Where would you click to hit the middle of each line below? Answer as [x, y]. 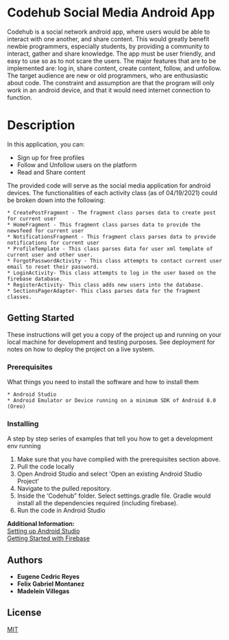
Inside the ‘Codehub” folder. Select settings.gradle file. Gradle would [114, 496]
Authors [25, 560]
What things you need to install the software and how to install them [103, 382]
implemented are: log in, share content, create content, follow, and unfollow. [114, 68]
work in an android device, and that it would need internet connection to [109, 90]
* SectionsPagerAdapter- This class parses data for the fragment [104, 291]
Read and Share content [51, 172]
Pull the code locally [46, 467]
